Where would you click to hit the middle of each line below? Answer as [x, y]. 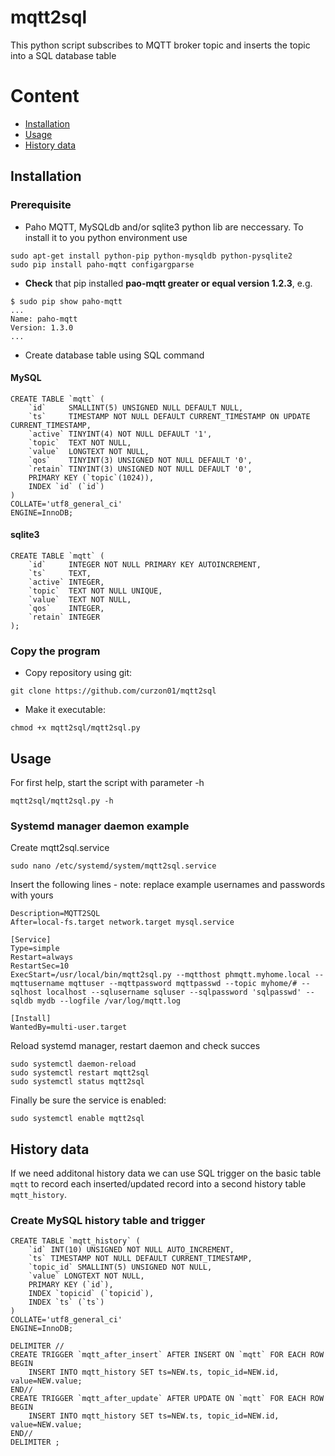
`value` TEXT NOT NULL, [80, 599]
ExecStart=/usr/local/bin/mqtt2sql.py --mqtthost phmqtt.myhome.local [160, 975]
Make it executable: [65, 710]
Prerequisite [41, 205]
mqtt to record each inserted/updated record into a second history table [158, 1184]
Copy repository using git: [78, 673]
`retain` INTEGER [64, 617]
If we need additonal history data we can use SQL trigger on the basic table [166, 1173]
